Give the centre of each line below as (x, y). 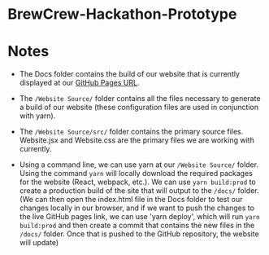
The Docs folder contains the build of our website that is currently (130, 74)
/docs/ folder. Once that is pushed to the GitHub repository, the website (139, 234)
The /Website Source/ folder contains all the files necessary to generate (140, 99)
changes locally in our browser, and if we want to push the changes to (137, 208)
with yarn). (37, 116)
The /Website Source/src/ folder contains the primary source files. (131, 132)
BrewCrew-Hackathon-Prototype (122, 14)
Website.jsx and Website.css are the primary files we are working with (137, 140)
